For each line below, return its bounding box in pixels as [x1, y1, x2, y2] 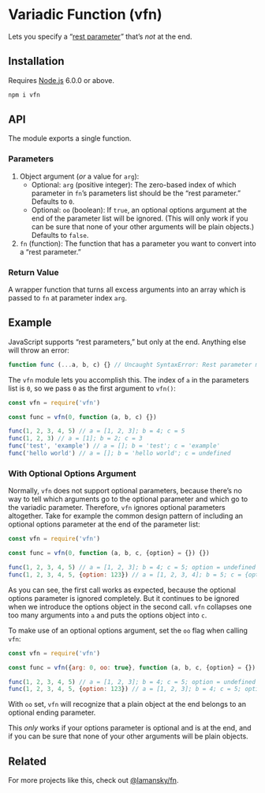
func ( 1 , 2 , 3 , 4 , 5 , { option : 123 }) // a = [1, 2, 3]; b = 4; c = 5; [8, 685, 242, 693]
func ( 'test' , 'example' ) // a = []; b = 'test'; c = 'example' [8, 442, 221, 450]
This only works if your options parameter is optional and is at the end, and [8, 723, 252, 733]
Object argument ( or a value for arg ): [19, 172, 140, 181]
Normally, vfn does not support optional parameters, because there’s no [8, 486, 243, 496]
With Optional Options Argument [8, 468, 136, 479]
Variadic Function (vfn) [8, 6, 163, 24]
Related [8, 754, 47, 768]
